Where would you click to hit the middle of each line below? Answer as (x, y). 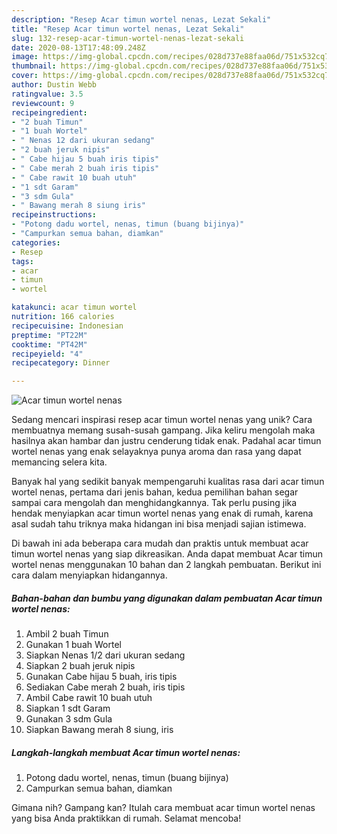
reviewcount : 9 (43, 103)
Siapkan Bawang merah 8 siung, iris (99, 730)
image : (25, 57)
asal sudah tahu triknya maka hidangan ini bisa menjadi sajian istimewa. (159, 524)
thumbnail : (34, 66)
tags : (22, 261)
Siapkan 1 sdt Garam (68, 708)
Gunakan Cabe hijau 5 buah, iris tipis (101, 677)
